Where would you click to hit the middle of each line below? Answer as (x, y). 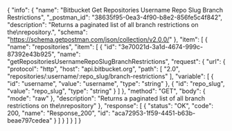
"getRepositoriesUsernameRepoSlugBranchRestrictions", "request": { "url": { (116, 61)
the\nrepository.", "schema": (47, 32)
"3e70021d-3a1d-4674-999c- (160, 47)
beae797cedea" (30, 120)
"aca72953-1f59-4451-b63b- (154, 113)
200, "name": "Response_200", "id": (59, 113)
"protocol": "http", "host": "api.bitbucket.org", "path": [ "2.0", (93, 69)
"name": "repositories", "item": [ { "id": (62, 47)
